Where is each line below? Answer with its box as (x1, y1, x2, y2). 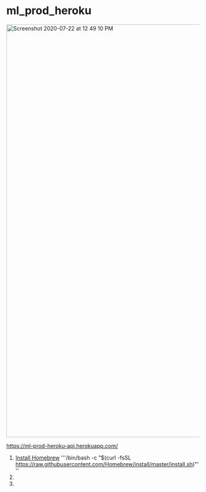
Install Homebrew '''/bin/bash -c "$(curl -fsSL (15, 454, 132, 461)
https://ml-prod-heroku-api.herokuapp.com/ (6, 442, 118, 449)
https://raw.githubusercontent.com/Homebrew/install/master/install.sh (15, 460, 193, 467)
